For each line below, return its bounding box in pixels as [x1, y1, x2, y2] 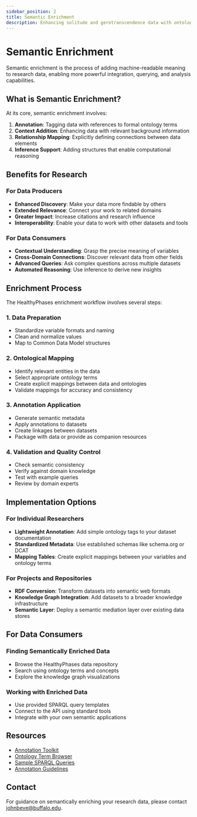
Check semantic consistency [14, 461, 85, 468]
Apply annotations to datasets [14, 421, 87, 428]
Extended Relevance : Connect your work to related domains [14, 207, 162, 214]
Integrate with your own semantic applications [14, 714, 127, 721]
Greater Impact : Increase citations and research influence [14, 213, 155, 220]
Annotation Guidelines [14, 765, 69, 772]
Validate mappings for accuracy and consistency [14, 386, 133, 393]
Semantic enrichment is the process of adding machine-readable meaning [6, 64, 186, 71]
